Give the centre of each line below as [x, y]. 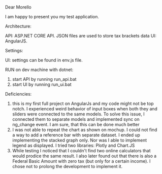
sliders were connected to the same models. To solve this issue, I [78, 114]
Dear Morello [18, 7]
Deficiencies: [18, 94]
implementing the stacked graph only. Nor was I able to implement [80, 140]
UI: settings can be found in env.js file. [44, 60]
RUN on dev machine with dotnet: [39, 70]
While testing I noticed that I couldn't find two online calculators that [81, 151]
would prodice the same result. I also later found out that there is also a [84, 156]
